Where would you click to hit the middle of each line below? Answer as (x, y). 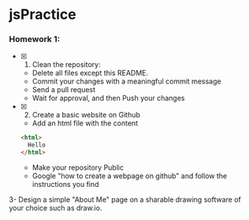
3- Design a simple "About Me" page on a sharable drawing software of (125, 199)
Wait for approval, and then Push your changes (108, 98)
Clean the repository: (66, 65)
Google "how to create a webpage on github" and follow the (130, 176)
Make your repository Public (78, 168)
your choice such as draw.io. (56, 208)
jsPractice (43, 15)
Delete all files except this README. (90, 73)
